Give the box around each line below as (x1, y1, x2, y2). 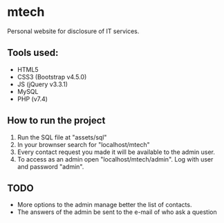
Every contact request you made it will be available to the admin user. (17, 148, 216, 156)
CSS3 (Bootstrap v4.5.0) (17, 72, 87, 81)
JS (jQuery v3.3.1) (17, 80, 68, 88)
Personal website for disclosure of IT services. (7, 27, 140, 35)
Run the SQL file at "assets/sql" (17, 133, 107, 142)
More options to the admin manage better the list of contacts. (17, 201, 192, 209)
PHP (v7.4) (17, 95, 48, 103)
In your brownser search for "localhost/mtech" (17, 140, 150, 148)
